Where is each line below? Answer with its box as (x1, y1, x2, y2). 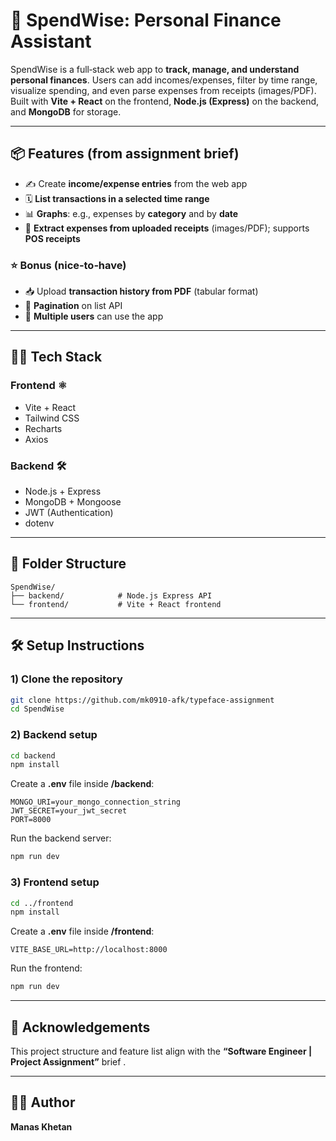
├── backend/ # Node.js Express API (10, 590, 213, 601)
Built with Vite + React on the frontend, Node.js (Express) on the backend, (10, 95, 320, 107)
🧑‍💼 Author (10, 1094, 76, 1111)
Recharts (24, 422, 63, 434)
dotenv (24, 517, 55, 529)
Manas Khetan (10, 1120, 73, 1133)
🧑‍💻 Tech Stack (10, 349, 103, 366)
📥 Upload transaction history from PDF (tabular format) (24, 285, 259, 298)
